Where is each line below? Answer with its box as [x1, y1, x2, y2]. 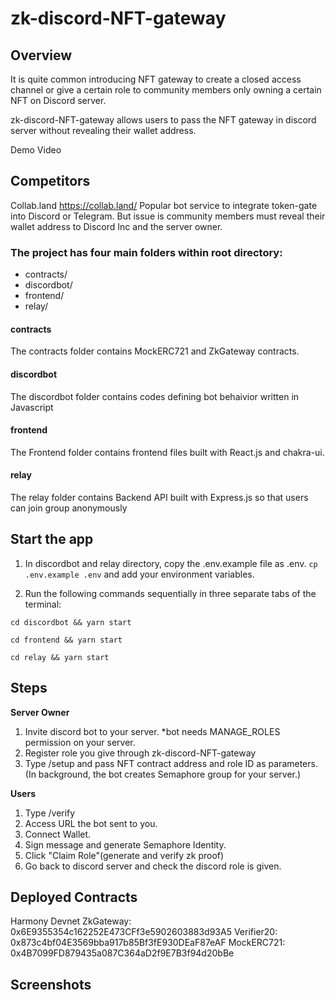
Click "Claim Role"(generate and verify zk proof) [24, 849, 225, 861]
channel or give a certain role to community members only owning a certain [10, 84, 322, 96]
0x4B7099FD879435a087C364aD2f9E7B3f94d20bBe [10, 947, 235, 959]
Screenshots [10, 976, 92, 993]
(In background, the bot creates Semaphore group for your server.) [24, 768, 302, 780]
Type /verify [24, 807, 76, 819]
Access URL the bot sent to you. [24, 817, 158, 829]
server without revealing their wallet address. [10, 125, 197, 136]
